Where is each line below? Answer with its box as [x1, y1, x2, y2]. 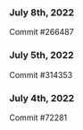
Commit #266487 [9, 27, 74, 38]
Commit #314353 [9, 69, 73, 80]
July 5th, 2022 [9, 49, 74, 62]
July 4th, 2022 [9, 91, 75, 104]
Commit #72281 [9, 112, 68, 123]
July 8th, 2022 [9, 6, 74, 19]
